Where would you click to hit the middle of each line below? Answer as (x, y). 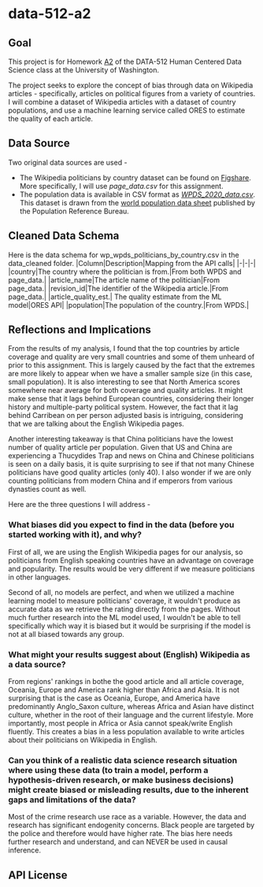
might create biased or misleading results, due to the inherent (129, 789)
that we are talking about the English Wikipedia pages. (96, 424)
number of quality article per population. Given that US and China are (120, 447)
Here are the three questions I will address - (80, 504)
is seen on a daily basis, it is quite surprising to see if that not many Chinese (131, 464)
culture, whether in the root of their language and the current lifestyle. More (131, 715)
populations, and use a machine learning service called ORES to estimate (127, 110)
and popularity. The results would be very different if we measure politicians (131, 568)
